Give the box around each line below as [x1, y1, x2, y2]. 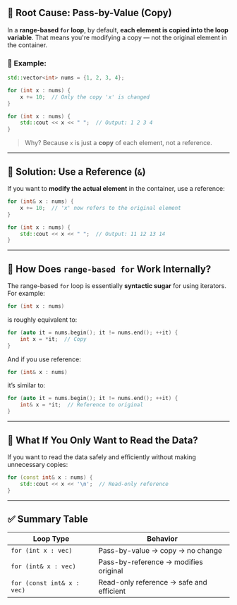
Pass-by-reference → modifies [98, 557, 203, 567]
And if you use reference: [7, 355, 81, 363]
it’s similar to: [7, 381, 46, 389]
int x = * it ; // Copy [20, 335, 87, 342]
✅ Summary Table [7, 513, 88, 525]
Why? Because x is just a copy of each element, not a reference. [24, 139, 213, 147]
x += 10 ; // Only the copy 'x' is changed [20, 93, 150, 101]
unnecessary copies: [7, 460, 68, 468]
